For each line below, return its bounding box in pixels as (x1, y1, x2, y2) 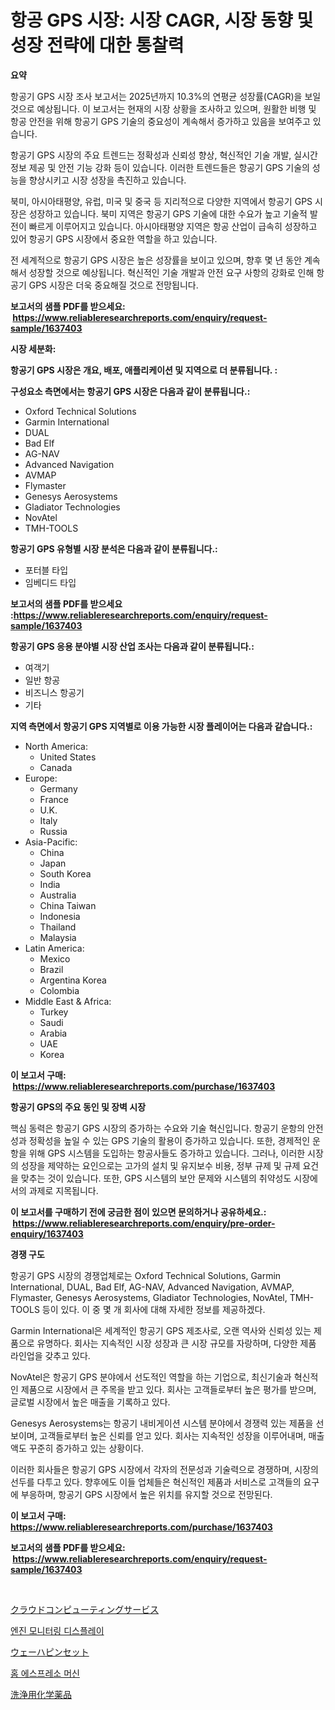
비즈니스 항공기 (24, 686, 85, 698)
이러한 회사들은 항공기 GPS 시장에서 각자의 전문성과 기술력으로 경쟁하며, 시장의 (10, 1463, 319, 1475)
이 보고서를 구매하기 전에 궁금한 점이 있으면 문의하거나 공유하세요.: (10, 1206, 267, 1218)
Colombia (39, 984, 80, 996)
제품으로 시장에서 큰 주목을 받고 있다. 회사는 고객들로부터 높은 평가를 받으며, (20, 1383, 317, 1395)
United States (39, 751, 97, 763)
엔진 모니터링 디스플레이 (10, 1624, 105, 1636)
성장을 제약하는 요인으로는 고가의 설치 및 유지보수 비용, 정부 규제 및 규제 (20, 1159, 301, 1171)
